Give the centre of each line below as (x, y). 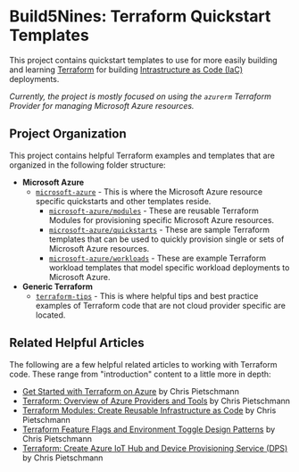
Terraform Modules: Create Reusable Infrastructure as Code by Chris (149, 410)
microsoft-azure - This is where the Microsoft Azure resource (149, 191)
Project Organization (68, 134)
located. (50, 315)
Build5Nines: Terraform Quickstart (140, 17)
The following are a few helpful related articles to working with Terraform (143, 364)
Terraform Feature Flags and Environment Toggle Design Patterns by (149, 429)
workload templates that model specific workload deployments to (169, 267)
